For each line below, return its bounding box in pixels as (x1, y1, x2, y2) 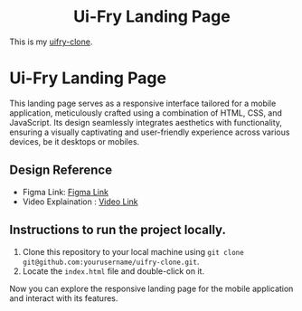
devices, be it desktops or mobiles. (9, 136, 140, 146)
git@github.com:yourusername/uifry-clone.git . (22, 256, 200, 267)
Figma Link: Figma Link (22, 186, 109, 197)
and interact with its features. (9, 292, 118, 304)
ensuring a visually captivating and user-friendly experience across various (9, 127, 290, 137)
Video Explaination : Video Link (22, 196, 138, 207)
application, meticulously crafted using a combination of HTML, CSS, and (9, 107, 283, 118)
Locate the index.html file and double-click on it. (22, 265, 205, 277)
